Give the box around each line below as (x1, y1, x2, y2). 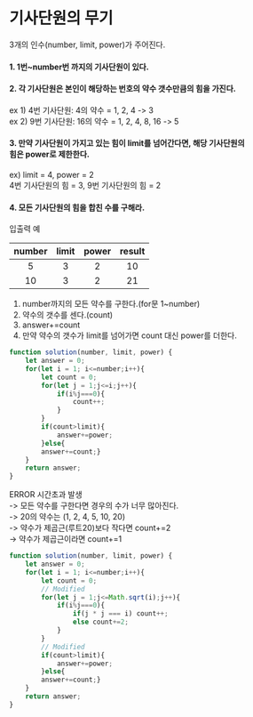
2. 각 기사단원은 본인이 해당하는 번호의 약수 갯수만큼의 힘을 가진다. (9, 84, 237, 94)
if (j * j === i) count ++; (72, 609, 169, 618)
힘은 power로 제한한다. (9, 149, 91, 160)
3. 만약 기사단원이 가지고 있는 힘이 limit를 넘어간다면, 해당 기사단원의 (9, 138, 246, 149)
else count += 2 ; (72, 617, 129, 627)
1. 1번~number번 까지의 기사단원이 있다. (9, 61, 149, 72)
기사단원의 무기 (9, 8, 114, 28)
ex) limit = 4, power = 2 (9, 169, 95, 180)
